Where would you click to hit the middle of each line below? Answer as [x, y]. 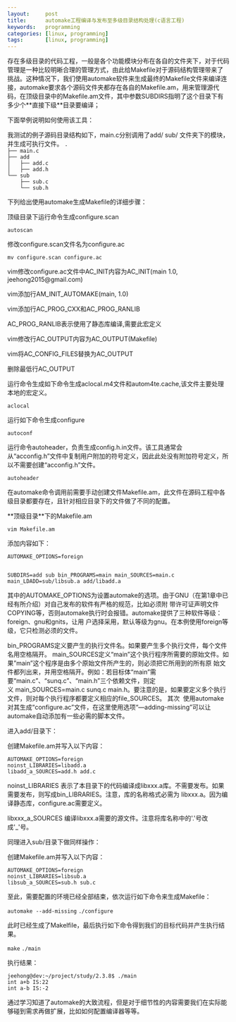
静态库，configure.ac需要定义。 [60, 804]
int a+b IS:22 [28, 983]
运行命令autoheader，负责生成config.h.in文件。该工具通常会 [95, 448]
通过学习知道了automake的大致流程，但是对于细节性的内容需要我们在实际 [114, 1002]
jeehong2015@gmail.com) [45, 280]
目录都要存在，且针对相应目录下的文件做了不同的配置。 [93, 501]
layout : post [33, 14]
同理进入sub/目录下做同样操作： [54, 842]
